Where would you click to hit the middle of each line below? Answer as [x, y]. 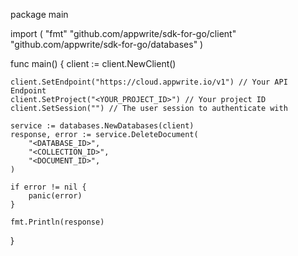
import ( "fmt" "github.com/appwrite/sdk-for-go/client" [123, 33]
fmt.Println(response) [57, 222]
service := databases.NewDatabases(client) [102, 126]
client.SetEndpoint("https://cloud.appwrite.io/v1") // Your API [149, 82]
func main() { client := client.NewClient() [93, 63]
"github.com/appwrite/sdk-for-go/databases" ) [107, 44]
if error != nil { [48, 187]
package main [39, 14]
